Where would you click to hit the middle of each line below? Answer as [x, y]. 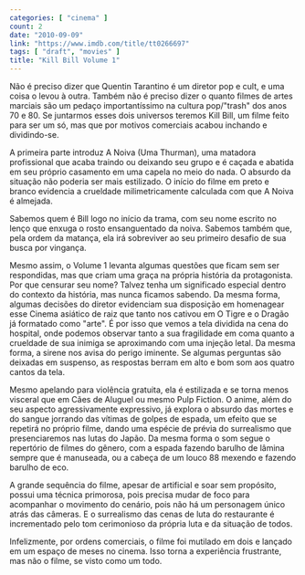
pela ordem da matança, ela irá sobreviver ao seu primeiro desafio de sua [148, 238]
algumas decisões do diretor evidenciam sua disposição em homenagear [147, 304]
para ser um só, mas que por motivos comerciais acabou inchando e [138, 125]
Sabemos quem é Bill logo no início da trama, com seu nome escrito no [143, 219]
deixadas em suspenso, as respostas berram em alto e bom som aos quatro [152, 362]
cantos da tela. [37, 372]
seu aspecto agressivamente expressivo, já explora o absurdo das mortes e [152, 409]
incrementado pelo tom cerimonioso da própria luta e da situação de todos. [151, 524]
